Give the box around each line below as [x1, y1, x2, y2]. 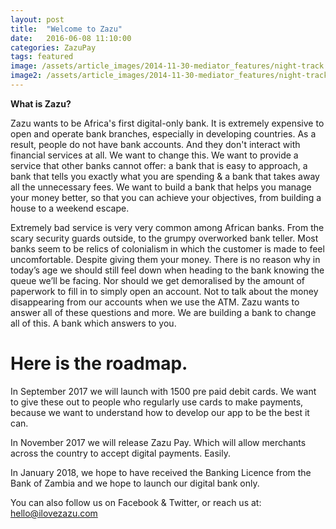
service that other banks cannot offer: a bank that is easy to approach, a [10, 159, 308, 171]
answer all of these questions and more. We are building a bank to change [10, 306, 317, 318]
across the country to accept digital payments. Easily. [10, 447, 231, 459]
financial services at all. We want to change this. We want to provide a [10, 149, 299, 161]
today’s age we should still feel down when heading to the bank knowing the [10, 264, 325, 276]
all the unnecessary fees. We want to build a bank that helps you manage [10, 181, 312, 193]
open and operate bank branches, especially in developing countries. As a [10, 127, 317, 140]
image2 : [10, 71, 43, 81]
